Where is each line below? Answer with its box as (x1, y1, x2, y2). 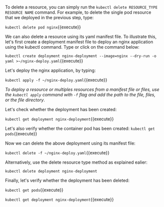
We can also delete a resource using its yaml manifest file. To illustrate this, (5, 34, 157, 39)
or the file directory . (5, 97, 45, 103)
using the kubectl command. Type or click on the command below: (5, 44, 140, 50)
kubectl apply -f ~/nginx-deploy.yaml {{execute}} (5, 77, 108, 83)
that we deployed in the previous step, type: (5, 15, 94, 20)
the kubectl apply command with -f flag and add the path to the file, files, (5, 92, 156, 97)
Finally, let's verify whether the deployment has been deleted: (5, 177, 130, 183)
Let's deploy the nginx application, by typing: (5, 67, 96, 73)
